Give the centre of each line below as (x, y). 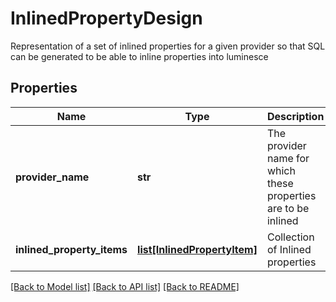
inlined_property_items (71, 249)
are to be (288, 208)
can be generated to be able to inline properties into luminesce (139, 56)
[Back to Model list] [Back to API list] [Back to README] (125, 286)
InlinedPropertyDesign (106, 18)
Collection (290, 237)
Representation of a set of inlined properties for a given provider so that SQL (168, 46)
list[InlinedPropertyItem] (197, 249)
